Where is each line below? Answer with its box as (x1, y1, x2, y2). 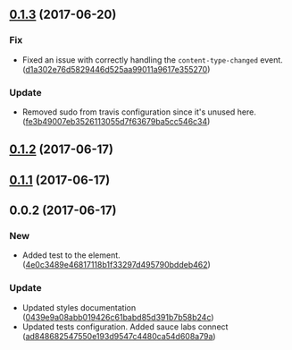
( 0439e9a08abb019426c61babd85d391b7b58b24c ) (21, 312, 214, 322)
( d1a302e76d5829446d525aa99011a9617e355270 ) (21, 64, 211, 74)
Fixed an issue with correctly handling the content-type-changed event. (21, 54, 283, 65)
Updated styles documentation (21, 302, 137, 312)
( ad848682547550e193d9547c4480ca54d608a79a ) (21, 330, 216, 341)
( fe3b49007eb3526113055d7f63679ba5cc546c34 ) (21, 115, 211, 126)
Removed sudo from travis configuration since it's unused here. (21, 107, 256, 117)
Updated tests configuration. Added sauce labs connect (21, 321, 229, 332)
